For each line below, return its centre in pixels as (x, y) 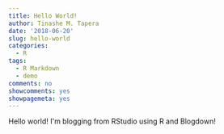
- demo (27, 76)
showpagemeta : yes (39, 98)
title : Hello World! (43, 16)
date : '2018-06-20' (41, 31)
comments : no (30, 83)
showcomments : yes (39, 91)
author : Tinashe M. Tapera (54, 23)
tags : (17, 61)
